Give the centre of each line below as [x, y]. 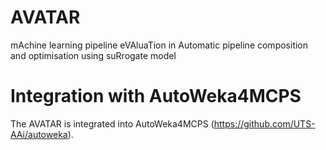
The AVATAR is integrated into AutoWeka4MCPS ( [112, 123]
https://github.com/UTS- [264, 123]
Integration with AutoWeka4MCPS [156, 96]
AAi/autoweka [39, 134]
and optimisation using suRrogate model [93, 55]
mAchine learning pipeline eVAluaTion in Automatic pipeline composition [159, 45]
